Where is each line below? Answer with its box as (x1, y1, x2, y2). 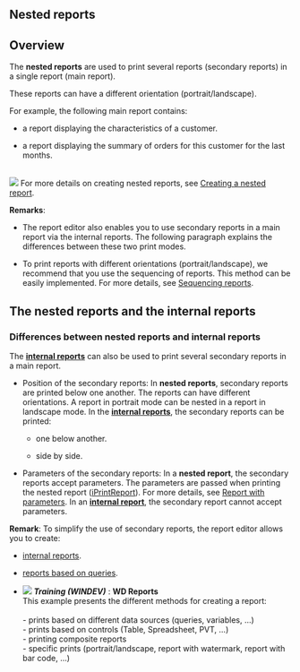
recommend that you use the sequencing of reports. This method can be (21, 268, 291, 279)
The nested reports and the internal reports (9, 304, 257, 319)
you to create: (9, 532, 61, 543)
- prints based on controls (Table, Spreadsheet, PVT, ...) (21, 624, 229, 634)
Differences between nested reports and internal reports (9, 331, 261, 343)
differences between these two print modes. (21, 241, 186, 252)
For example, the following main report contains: (9, 106, 188, 116)
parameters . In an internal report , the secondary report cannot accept (21, 496, 282, 507)
